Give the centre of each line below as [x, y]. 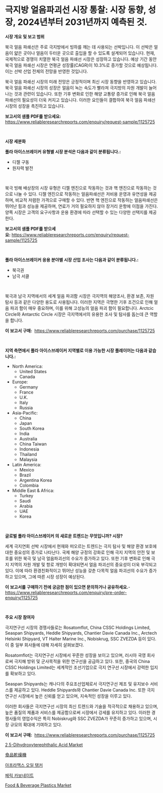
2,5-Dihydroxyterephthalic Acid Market [44, 745]
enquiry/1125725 [21, 598]
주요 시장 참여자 [20, 617]
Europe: [20, 382]
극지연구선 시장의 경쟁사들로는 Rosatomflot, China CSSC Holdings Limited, [78, 627]
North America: [27, 366]
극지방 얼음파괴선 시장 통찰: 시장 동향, [76, 10]
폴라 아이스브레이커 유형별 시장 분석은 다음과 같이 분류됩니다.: [63, 151]
